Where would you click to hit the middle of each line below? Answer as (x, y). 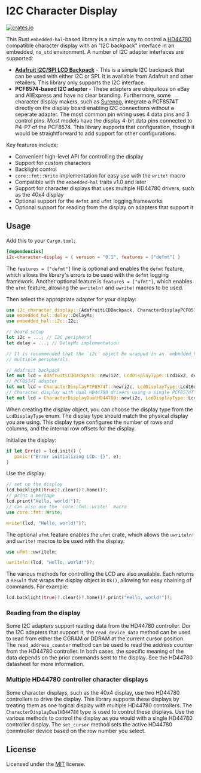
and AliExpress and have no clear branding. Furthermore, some (93, 95)
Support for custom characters (53, 163)
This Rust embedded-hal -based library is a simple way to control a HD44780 (99, 39)
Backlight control (36, 169)
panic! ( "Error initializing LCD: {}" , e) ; (68, 456)
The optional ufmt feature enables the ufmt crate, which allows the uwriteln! (100, 534)
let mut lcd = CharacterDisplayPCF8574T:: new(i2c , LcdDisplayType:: (93, 387)
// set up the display (34, 485)
